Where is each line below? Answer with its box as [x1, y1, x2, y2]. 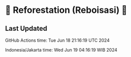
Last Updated [5, 24, 47, 33]
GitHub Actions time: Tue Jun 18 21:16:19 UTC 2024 [5, 37, 110, 43]
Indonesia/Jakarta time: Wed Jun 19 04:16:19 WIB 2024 [5, 47, 118, 53]
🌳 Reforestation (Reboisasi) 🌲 [5, 4, 128, 16]
